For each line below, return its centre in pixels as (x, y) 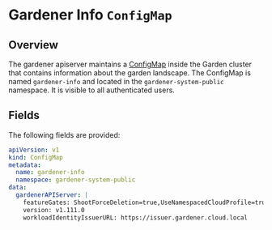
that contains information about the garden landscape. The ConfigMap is (130, 73)
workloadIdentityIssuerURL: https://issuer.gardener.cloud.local (136, 217)
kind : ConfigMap (36, 157)
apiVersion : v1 (34, 150)
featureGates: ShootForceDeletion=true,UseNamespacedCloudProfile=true (146, 202)
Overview (34, 45)
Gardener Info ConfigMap (90, 15)
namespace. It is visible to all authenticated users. (92, 90)
